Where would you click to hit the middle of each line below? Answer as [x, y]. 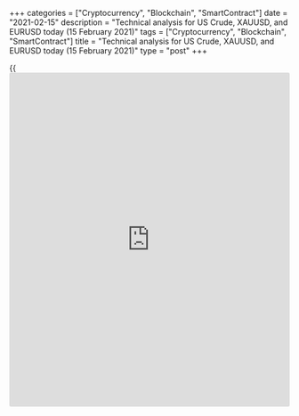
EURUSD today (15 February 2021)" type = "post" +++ [108, 51]
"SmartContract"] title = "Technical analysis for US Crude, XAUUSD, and [142, 41]
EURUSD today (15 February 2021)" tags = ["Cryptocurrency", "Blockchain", [148, 32]
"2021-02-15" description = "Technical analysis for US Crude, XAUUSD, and [149, 22]
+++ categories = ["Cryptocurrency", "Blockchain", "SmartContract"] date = [149, 13]
